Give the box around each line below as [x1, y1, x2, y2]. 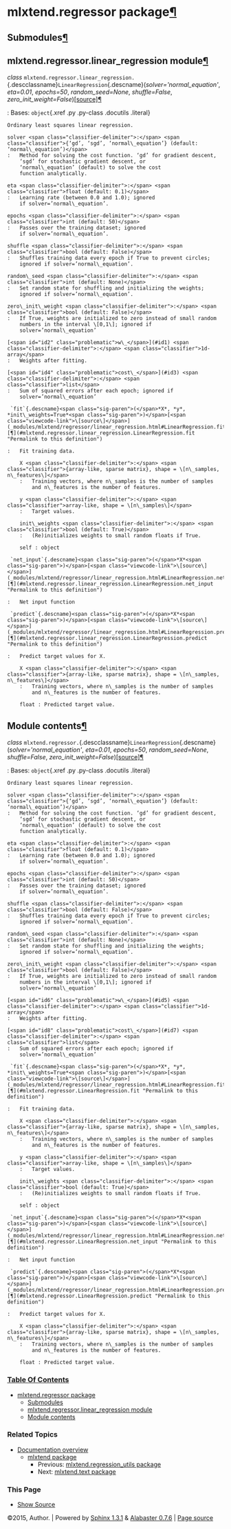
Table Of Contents [7, 1375, 69, 1385]
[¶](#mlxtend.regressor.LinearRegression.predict [7, 1292, 153, 1300]
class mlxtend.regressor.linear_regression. [7, 73, 135, 81]
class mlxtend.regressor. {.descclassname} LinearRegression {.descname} [7, 739, 217, 747]
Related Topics [7, 1430, 58, 1439]
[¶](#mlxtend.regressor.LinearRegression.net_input [7, 1239, 158, 1246]
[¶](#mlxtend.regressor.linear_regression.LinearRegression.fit [7, 430, 195, 437]
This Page [7, 1484, 41, 1494]
